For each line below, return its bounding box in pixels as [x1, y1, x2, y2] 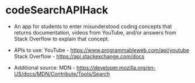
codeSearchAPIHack [5, 4, 109, 17]
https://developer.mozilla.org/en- [76, 64, 156, 71]
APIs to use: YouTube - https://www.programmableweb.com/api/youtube [13, 46, 190, 53]
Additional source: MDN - [13, 64, 75, 71]
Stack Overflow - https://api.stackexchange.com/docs [13, 53, 145, 60]
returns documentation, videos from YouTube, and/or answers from [13, 29, 176, 36]
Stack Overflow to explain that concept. [13, 35, 109, 42]
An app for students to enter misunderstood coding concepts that [13, 23, 172, 30]
